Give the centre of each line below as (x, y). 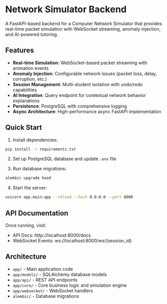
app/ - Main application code (43, 269)
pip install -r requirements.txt (41, 149)
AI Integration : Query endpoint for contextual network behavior (79, 95)
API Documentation (37, 213)
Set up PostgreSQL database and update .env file (64, 159)
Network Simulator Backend (66, 9)
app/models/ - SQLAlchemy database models (60, 274)
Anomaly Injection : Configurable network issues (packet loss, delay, (85, 73)
